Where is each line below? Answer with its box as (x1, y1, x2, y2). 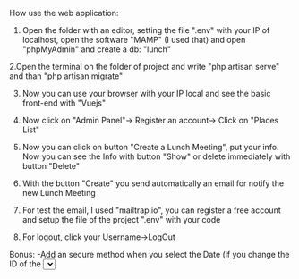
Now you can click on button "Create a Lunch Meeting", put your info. (21, 142, 279, 152)
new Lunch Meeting (21, 188, 96, 198)
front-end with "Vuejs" (21, 97, 106, 108)
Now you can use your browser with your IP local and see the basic (21, 89, 271, 98)
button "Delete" (21, 161, 81, 171)
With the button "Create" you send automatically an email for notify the (21, 178, 285, 189)
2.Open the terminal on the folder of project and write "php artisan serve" (9, 62, 280, 72)
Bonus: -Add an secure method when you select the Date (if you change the (9, 249, 290, 259)
